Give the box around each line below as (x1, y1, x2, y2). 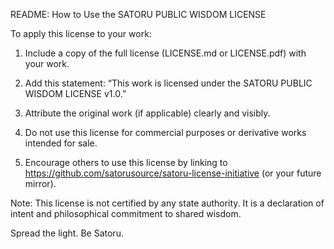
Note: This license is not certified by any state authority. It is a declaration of (10, 197, 325, 209)
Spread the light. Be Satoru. (10, 227, 124, 239)
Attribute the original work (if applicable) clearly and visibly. (24, 107, 271, 119)
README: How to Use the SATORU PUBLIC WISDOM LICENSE (10, 9, 267, 20)
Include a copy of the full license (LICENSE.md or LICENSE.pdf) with (24, 47, 307, 59)
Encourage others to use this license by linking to (24, 157, 228, 168)
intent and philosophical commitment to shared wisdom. (10, 208, 242, 219)
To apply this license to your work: (10, 28, 152, 39)
